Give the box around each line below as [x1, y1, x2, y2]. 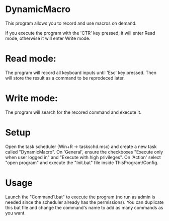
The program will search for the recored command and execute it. [5, 109, 142, 115]
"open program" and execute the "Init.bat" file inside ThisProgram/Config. [5, 160, 158, 166]
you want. [5, 210, 26, 216]
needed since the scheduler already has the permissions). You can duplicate [5, 199, 164, 205]
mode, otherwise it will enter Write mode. [5, 35, 91, 41]
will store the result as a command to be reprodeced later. [5, 75, 125, 81]
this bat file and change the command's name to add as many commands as [5, 204, 163, 210]
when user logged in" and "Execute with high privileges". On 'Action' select [5, 154, 161, 160]
